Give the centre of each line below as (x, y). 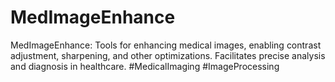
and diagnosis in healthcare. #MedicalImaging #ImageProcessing (145, 66)
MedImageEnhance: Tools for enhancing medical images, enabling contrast (166, 45)
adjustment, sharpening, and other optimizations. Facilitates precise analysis (168, 55)
